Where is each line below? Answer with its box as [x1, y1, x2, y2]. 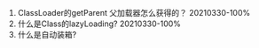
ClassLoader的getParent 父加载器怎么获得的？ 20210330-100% [17, 8, 251, 17]
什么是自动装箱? [17, 30, 77, 39]
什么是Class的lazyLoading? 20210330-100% [17, 18, 182, 29]
